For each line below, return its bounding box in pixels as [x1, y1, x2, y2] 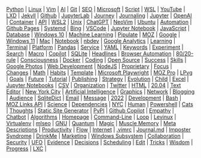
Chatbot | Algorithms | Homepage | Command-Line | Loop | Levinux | [6, 113, 176, 120]
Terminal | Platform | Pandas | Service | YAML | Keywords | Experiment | [6, 44, 184, 51]
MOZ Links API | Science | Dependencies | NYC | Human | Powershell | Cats [6, 101, 193, 107]
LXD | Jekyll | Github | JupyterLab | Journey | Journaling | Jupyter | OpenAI [6, 12, 193, 19]
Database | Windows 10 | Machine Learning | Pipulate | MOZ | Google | [6, 31, 181, 38]
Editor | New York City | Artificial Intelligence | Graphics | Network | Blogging [6, 88, 195, 95]
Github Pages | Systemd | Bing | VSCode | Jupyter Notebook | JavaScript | [6, 24, 190, 32]
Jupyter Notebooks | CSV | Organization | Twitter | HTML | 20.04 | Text [6, 82, 181, 89]
